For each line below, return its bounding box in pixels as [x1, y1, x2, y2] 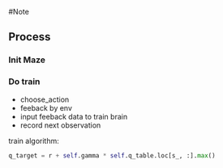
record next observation [19, 120, 101, 130]
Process [8, 30, 51, 44]
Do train [8, 76, 41, 87]
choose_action [19, 94, 70, 104]
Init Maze [8, 54, 46, 65]
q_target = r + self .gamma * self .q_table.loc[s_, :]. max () [8, 151, 217, 160]
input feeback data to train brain [19, 111, 128, 121]
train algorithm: [8, 136, 59, 145]
